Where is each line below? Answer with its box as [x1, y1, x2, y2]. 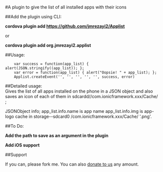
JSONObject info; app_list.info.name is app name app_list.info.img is [5, 108, 143, 114]
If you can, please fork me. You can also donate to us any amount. [5, 161, 139, 167]
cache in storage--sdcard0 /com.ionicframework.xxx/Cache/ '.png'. [15, 113, 152, 119]
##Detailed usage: [5, 83, 43, 89]
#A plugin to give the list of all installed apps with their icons [5, 4, 127, 10]
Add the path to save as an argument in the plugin [5, 133, 109, 138]
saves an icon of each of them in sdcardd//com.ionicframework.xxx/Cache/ [5, 94, 158, 99]
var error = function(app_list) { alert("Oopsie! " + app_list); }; [14, 70, 157, 75]
